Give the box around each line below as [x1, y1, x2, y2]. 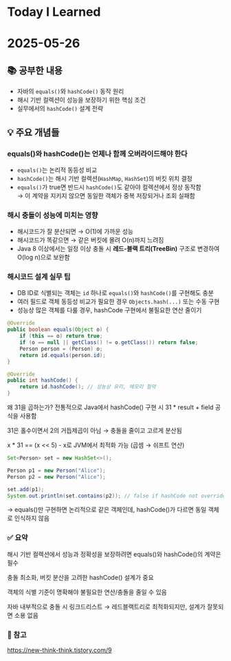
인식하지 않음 [14, 514, 50, 523]
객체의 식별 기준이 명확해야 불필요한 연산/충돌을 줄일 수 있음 [7, 587, 167, 596]
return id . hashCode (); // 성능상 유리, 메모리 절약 [19, 383, 156, 391]
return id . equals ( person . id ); [19, 351, 107, 358]
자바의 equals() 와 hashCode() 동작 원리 [16, 87, 124, 96]
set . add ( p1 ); [7, 486, 45, 492]
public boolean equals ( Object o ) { [7, 326, 109, 334]
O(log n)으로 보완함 [16, 253, 70, 261]
